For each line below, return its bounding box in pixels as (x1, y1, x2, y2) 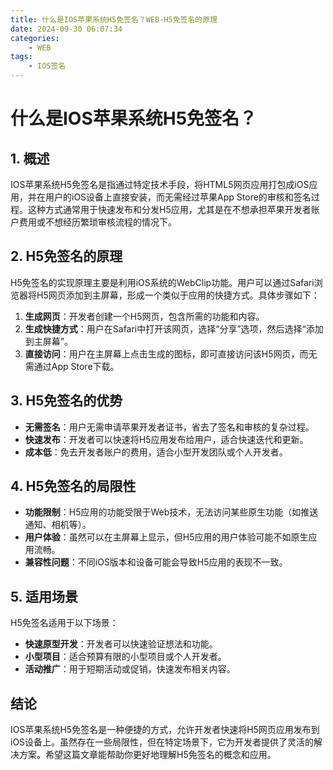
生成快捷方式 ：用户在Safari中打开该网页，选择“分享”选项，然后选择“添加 (24, 322, 324, 335)
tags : (10, 52, 33, 62)
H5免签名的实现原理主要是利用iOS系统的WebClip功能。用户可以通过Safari (10, 276, 315, 288)
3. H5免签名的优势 (10, 392, 123, 410)
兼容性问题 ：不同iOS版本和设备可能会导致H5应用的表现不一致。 (24, 556, 288, 568)
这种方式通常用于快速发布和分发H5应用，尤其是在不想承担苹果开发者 (27, 204, 312, 215)
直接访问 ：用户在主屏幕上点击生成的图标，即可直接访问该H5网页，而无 (24, 347, 318, 360)
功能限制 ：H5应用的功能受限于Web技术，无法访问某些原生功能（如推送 (24, 506, 319, 518)
